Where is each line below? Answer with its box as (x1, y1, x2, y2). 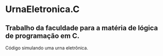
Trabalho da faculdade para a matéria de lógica (5, 24, 158, 32)
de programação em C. (5, 31, 80, 40)
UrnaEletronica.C (5, 4, 80, 15)
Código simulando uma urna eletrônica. (5, 45, 88, 51)
